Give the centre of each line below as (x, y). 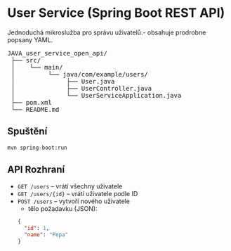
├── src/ (26, 60)
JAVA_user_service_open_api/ (57, 53)
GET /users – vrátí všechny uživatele (70, 186)
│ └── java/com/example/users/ (80, 74)
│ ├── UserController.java (81, 88)
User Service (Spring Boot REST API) (116, 13)
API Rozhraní (36, 170)
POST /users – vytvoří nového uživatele (73, 201)
